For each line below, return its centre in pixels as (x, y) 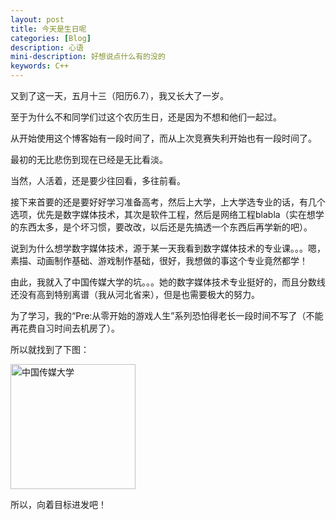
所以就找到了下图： (50, 349)
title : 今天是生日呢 (48, 29)
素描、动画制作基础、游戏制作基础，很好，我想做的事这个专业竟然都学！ (159, 260)
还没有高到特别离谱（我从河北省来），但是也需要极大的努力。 (135, 294)
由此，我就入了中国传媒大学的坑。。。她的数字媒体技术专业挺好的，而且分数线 (168, 282)
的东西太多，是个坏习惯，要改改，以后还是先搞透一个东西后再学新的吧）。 (161, 227)
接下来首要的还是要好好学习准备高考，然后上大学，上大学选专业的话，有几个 (168, 202)
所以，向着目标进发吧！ (58, 504)
